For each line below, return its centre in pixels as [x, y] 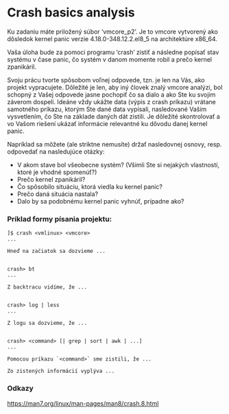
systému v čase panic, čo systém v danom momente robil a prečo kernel [110, 59]
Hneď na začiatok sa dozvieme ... [57, 252]
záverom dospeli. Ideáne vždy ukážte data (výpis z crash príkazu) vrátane [111, 101]
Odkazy [21, 389]
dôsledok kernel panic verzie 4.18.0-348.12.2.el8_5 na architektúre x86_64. [112, 38]
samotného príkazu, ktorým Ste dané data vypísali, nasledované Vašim [107, 109]
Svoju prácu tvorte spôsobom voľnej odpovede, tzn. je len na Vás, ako [106, 80]
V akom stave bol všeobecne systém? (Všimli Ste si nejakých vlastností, [118, 165]
